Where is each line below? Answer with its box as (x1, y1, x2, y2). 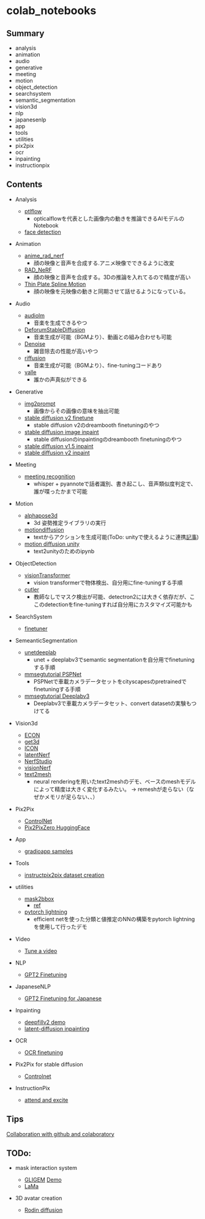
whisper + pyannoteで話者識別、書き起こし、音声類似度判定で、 (33, 480, 196, 487)
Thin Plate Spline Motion (24, 280, 86, 288)
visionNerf (24, 764, 51, 771)
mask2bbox (24, 895, 54, 902)
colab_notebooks (6, 4, 97, 18)
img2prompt (24, 400, 56, 407)
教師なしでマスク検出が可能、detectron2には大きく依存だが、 (33, 593, 190, 600)
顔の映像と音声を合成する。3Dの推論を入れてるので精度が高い (33, 273, 191, 281)
